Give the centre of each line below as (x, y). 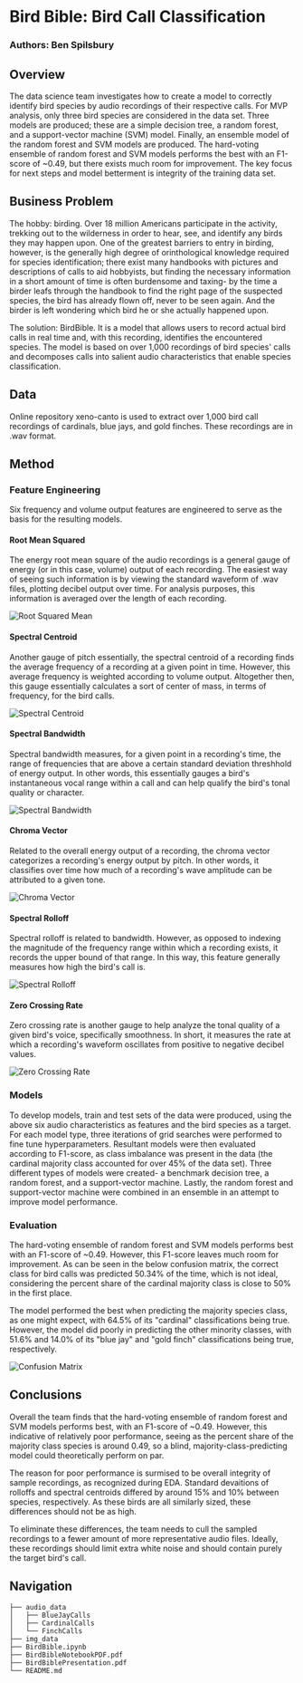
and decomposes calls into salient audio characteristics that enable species (150, 356)
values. (23, 1054)
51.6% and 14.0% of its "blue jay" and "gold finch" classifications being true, (151, 1340)
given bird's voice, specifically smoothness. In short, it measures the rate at (150, 1035)
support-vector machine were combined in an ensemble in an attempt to (144, 1192)
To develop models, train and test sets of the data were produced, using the (151, 1115)
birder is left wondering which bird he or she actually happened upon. (139, 310)
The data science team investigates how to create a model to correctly (141, 96)
